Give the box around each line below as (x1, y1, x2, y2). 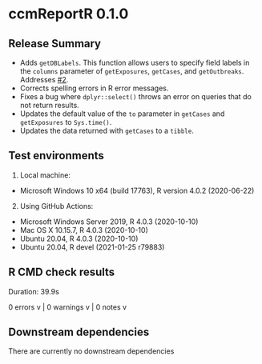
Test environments (8, 149, 104, 162)
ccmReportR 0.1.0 (8, 5, 129, 23)
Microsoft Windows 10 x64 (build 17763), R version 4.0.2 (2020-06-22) (19, 186, 255, 195)
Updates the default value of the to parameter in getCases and (19, 109, 225, 118)
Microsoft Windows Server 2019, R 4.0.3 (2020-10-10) (19, 217, 199, 226)
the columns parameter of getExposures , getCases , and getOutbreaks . (19, 66, 244, 76)
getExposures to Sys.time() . (19, 118, 112, 126)
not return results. (19, 101, 80, 110)
